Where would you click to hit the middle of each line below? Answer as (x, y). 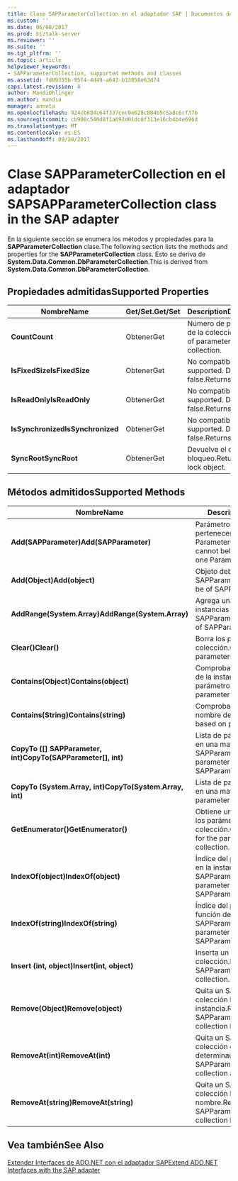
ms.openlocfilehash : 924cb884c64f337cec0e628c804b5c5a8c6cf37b (103, 113)
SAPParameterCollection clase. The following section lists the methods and (118, 247)
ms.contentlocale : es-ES (44, 133)
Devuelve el (207, 449)
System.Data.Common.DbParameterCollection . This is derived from (108, 262)
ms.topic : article (34, 60)
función (208, 914)
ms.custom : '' (28, 21)
